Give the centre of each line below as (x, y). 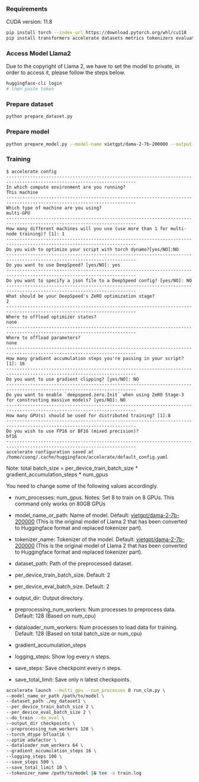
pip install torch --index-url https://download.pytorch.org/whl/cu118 (96, 33)
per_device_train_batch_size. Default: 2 (62, 575)
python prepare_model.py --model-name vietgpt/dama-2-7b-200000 (87, 144)
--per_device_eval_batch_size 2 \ (49, 713)
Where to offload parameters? (44, 338)
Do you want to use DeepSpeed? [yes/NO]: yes (63, 265)
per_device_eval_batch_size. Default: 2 (62, 586)
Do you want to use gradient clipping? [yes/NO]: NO (73, 379)
